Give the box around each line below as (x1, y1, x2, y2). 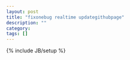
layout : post (6, 8, 39, 15)
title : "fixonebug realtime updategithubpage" (6, 14, 125, 20)
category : (6, 25, 31, 31)
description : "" (6, 20, 47, 26)
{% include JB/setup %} (6, 47, 66, 54)
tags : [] (6, 31, 28, 37)
